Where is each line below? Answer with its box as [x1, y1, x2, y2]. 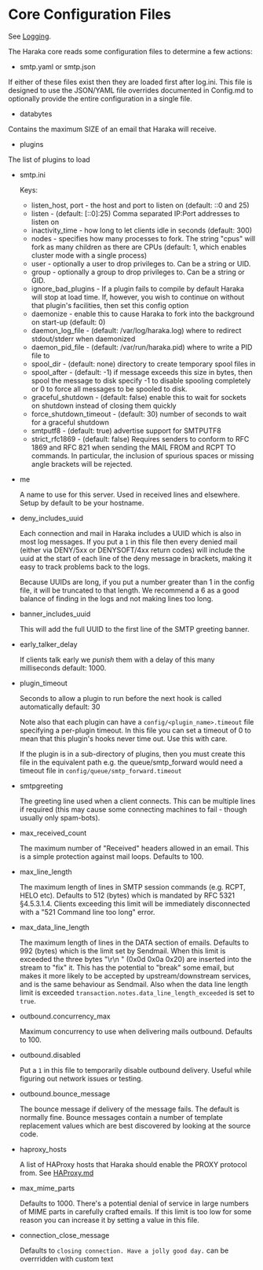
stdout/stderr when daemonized [31, 334, 136, 343]
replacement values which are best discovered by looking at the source [19, 1121, 251, 1130]
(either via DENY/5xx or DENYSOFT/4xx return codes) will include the [19, 545, 246, 555]
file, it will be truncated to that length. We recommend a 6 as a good [19, 585, 239, 595]
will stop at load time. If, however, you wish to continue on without [31, 292, 245, 302]
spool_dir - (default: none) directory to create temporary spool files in [31, 359, 256, 369]
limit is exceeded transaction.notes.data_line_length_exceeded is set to [19, 988, 255, 997]
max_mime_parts [19, 1183, 75, 1192]
